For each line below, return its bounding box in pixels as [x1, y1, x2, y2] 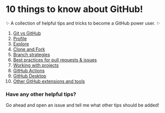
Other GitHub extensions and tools [13, 78, 85, 84]
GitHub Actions [13, 67, 45, 73]
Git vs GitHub [13, 30, 41, 36]
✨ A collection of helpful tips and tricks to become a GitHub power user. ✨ [6, 20, 160, 26]
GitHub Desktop [13, 73, 47, 79]
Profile [13, 35, 27, 41]
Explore [13, 41, 29, 47]
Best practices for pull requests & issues [13, 57, 97, 63]
